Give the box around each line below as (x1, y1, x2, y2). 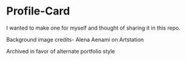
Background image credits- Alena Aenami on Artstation (6, 36, 144, 43)
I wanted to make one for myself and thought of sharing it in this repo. (6, 24, 181, 31)
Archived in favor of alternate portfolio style (6, 47, 115, 55)
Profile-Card (6, 4, 70, 18)
